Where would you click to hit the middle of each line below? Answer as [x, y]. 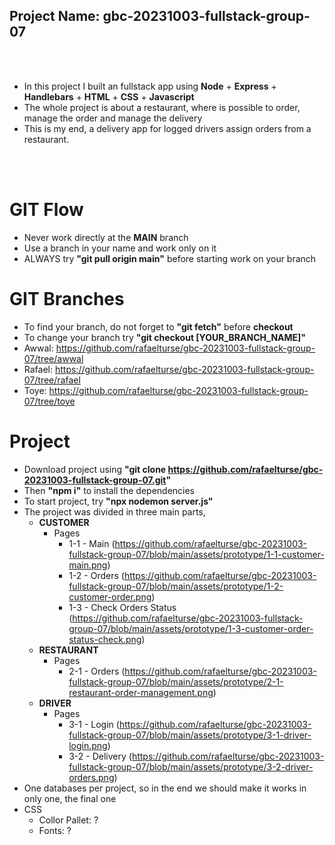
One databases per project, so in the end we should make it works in [165, 788]
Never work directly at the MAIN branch [106, 237]
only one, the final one [70, 798]
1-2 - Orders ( [96, 575]
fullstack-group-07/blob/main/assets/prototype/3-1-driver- [190, 735]
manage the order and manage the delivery [113, 118]
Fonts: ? [55, 830]
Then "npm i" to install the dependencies [109, 490]
